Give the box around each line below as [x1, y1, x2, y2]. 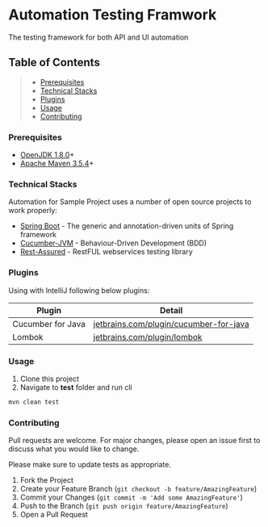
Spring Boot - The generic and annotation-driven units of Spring [19, 221, 234, 231]
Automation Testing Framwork [8, 6, 217, 24]
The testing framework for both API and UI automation [8, 32, 189, 42]
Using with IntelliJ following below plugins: [8, 285, 150, 295]
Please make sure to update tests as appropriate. [8, 460, 172, 470]
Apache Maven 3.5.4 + [19, 159, 94, 169]
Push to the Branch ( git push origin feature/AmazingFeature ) [19, 501, 228, 511]
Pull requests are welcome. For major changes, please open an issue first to [8, 436, 261, 445]
